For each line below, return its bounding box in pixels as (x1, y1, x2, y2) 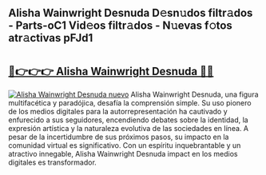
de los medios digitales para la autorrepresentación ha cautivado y (8, 107, 228, 116)
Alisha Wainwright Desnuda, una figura (130, 89, 259, 99)
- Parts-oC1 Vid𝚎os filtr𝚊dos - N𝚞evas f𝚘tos (8, 19, 233, 33)
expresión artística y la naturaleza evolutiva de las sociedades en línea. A (8, 124, 249, 133)
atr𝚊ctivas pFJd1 (8, 31, 93, 45)
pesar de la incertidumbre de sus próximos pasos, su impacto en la (8, 132, 229, 141)
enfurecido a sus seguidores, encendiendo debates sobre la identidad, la (8, 115, 249, 125)
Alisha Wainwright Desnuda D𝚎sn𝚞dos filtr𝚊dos (8, 6, 253, 20)
